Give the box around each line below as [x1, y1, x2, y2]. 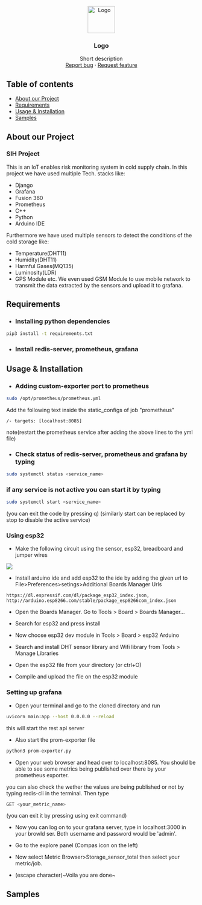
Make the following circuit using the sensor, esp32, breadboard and [14, 545, 183, 553]
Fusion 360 [14, 194, 43, 201]
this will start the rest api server [6, 724, 84, 731]
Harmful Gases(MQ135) [14, 262, 74, 269]
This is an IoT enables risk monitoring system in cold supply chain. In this [6, 163, 188, 171]
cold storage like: [6, 238, 49, 245]
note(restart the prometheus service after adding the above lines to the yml [6, 428, 193, 436]
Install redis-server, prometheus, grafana [14, 345, 139, 354]
